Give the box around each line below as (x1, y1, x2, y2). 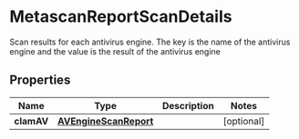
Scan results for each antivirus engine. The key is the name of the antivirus (9, 36, 291, 47)
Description (162, 99, 214, 112)
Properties (9, 73, 71, 88)
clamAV (14, 114, 49, 127)
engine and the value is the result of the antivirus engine (9, 45, 222, 56)
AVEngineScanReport (57, 114, 154, 127)
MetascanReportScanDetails (9, 6, 232, 27)
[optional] (222, 114, 265, 127)
